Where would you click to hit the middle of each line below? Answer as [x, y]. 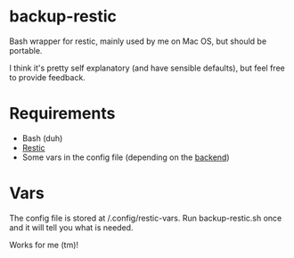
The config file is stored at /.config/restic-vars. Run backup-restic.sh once [146, 218]
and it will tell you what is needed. [71, 227]
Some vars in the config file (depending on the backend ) [126, 157]
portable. [26, 50]
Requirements [62, 114]
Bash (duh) [42, 138]
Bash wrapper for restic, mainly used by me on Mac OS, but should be [138, 41]
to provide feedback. [48, 77]
